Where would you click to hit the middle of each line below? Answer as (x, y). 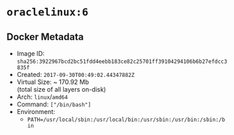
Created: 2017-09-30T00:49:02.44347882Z (75, 74)
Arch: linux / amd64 (42, 97)
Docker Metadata (45, 37)
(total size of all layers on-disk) (61, 89)
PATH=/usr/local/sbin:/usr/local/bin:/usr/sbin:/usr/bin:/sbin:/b (126, 120)
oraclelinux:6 (48, 12)
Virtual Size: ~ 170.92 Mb (53, 82)
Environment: (36, 112)
